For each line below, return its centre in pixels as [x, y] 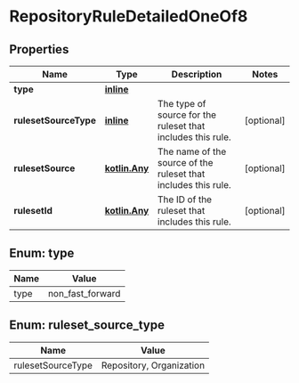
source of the [185, 163]
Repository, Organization [153, 365]
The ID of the [184, 200]
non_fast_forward [84, 293]
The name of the [192, 151]
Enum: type [42, 253]
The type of [182, 104]
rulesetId [33, 211]
